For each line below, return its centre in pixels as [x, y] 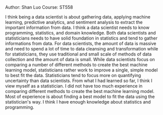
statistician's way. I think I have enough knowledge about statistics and [78, 102]
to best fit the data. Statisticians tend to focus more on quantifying [73, 75]
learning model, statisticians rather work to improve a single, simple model [81, 70]
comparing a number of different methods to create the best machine [77, 65]
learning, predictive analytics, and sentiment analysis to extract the [74, 22]
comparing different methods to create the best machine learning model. [80, 91]
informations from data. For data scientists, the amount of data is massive [81, 43]
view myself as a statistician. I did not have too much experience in [74, 86]
